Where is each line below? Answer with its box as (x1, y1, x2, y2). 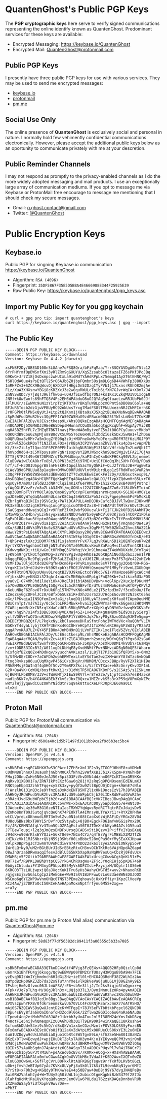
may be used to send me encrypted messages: (5, 80, 103, 86)
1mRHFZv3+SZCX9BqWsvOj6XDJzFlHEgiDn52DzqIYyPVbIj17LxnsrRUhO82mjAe (5, 383, 151, 388)
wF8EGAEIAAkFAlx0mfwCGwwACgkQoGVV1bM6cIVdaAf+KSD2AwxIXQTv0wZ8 (5, 1054, 142, 1059)
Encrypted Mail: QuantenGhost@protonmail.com (12, 46, 114, 52)
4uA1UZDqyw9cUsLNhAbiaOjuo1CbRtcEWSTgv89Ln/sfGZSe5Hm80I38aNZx (5, 1032, 142, 1037)
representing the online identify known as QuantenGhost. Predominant (5, 25, 152, 32)
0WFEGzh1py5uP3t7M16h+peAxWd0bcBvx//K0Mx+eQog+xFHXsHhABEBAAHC (5, 1050, 142, 1055)
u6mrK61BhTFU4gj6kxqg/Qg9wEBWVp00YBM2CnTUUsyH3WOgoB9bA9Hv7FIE (5, 969, 142, 975)
